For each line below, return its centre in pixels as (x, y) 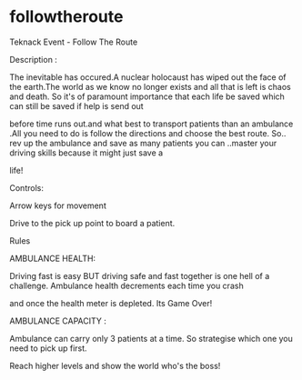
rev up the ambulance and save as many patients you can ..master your (143, 143)
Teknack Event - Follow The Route (74, 42)
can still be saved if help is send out (76, 105)
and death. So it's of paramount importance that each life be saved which (147, 96)
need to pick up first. (49, 348)
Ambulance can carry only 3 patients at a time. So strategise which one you (151, 338)
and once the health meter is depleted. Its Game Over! (111, 303)
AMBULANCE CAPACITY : (58, 321)
